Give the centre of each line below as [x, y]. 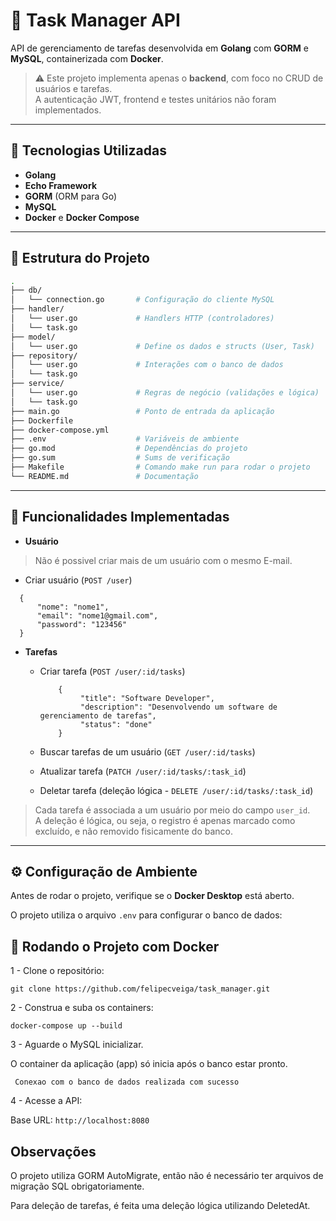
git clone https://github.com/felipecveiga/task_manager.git [140, 989]
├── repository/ [44, 355]
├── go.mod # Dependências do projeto [129, 449]
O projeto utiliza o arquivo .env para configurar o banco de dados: [146, 915]
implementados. [68, 110]
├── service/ [37, 384]
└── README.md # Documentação [104, 476]
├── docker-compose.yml [60, 430]
